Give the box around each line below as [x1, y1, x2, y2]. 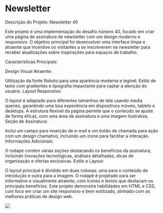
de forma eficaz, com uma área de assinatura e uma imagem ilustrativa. [5, 113, 149, 119]
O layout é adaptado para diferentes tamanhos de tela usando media [5, 97, 143, 103]
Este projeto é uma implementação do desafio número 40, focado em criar [5, 28, 155, 34]
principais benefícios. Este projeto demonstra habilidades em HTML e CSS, [5, 183, 156, 189]
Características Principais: [5, 59, 58, 64]
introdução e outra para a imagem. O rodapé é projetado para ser [5, 172, 136, 178]
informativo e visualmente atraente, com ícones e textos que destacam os [5, 178, 153, 184]
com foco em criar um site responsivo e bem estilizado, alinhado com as [5, 188, 150, 194]
